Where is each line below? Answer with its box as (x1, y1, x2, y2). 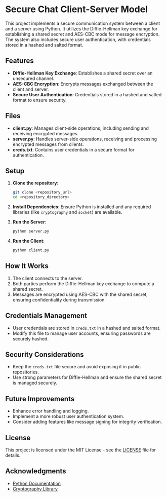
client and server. (12, 86, 49, 92)
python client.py (12, 248, 50, 253)
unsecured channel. (12, 75, 55, 82)
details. (5, 452, 21, 458)
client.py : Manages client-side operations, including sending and (12, 125, 149, 131)
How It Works (5, 262, 49, 271)
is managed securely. (12, 380, 57, 386)
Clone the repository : (12, 180, 59, 186)
